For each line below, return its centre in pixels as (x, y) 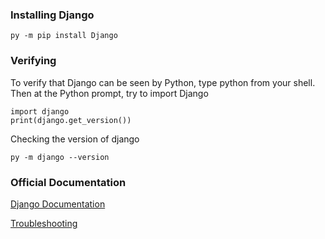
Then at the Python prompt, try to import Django (109, 93)
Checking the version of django (75, 139)
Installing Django (52, 15)
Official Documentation (68, 182)
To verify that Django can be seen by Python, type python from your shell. (163, 82)
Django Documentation (58, 204)
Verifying (33, 61)
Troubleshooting (44, 223)
